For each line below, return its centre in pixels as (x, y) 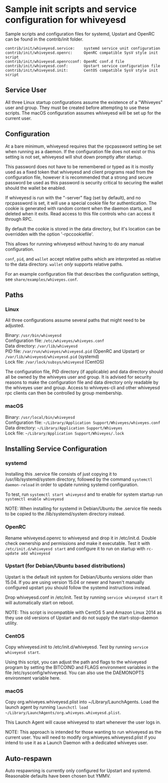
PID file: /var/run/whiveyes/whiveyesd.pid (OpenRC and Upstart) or (75, 351)
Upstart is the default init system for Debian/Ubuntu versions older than (79, 577)
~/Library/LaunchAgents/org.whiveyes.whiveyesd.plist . (63, 713)
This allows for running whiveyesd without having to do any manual (75, 244)
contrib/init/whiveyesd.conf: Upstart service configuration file (83, 66)
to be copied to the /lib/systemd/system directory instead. (65, 514)
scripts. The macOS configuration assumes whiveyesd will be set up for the (83, 113)
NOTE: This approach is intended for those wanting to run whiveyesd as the (83, 732)
